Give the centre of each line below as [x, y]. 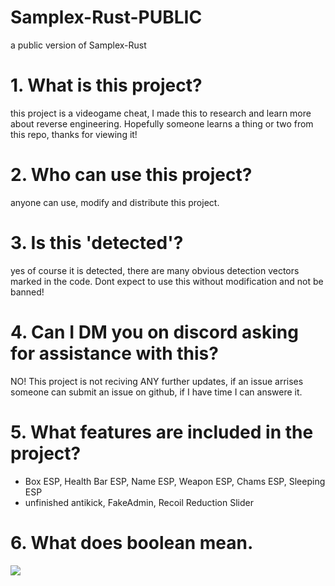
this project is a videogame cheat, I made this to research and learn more [161, 113]
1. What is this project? [106, 85]
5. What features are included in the [162, 432]
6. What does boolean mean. [132, 542]
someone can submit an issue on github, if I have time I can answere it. [156, 392]
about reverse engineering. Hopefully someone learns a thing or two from [162, 123]
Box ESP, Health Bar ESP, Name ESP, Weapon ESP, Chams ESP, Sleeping [175, 481]
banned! [27, 292]
